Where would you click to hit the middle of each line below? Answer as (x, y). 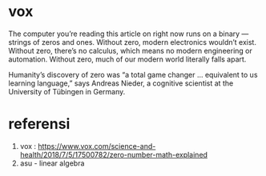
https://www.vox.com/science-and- (97, 146)
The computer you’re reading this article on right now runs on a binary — (129, 34)
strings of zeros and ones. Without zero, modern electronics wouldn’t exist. (132, 42)
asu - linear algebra (52, 163)
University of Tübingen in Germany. (67, 91)
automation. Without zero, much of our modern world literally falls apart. (127, 59)
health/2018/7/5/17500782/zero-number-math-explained (114, 154)
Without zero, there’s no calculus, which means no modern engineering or (130, 50)
